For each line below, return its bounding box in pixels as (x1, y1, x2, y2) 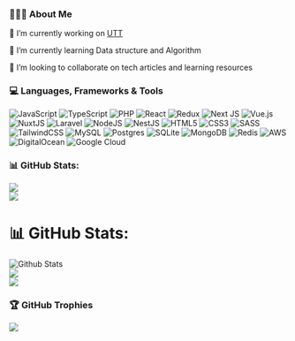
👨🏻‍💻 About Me (9, 8, 72, 20)
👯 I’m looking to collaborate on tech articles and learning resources (9, 62, 253, 73)
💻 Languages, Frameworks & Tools (9, 85, 163, 97)
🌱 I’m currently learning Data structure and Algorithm (9, 45, 201, 56)
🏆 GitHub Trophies (9, 299, 94, 311)
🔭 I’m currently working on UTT (9, 28, 124, 39)
